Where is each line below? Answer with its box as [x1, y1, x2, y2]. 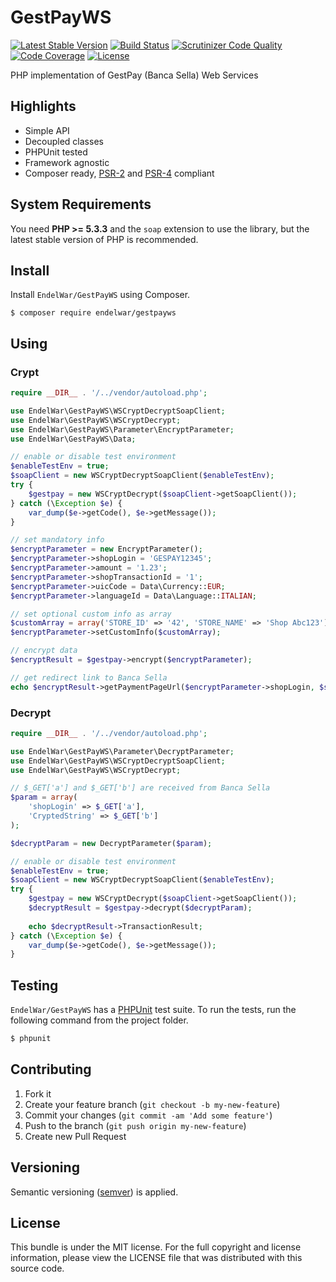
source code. [10, 1262, 65, 1275]
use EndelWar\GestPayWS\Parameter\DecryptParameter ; [10, 746, 235, 756]
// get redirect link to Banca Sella [10, 672, 168, 683]
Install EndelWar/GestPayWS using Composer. [10, 289, 191, 301]
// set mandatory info [10, 535, 105, 545]
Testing [10, 977, 59, 994]
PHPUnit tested [24, 146, 88, 158]
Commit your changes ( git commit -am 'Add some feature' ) [24, 1109, 273, 1121]
